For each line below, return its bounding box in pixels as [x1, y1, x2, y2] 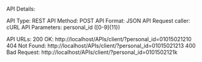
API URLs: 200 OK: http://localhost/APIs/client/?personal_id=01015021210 [6, 36, 192, 42]
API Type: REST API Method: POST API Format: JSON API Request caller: [6, 17, 190, 24]
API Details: [6, 6, 36, 12]
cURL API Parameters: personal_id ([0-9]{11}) [6, 24, 121, 31]
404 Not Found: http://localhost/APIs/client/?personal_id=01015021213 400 [6, 42, 196, 49]
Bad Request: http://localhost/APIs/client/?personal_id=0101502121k [6, 48, 178, 56]
